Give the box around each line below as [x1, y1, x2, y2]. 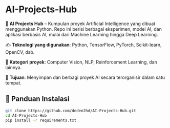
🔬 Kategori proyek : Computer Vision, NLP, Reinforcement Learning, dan [5, 59, 157, 65]
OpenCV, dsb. [5, 49, 35, 55]
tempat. [5, 79, 22, 86]
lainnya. [5, 64, 22, 70]
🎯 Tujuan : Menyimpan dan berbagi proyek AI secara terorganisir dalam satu [5, 74, 165, 80]
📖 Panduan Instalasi [5, 95, 70, 103]
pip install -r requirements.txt [5, 118, 77, 123]
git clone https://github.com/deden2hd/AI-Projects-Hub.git [5, 108, 137, 113]
